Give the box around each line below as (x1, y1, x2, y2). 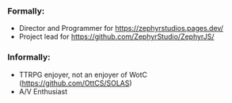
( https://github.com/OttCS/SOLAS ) (18, 78, 132, 88)
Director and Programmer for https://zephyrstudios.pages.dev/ (18, 24, 223, 33)
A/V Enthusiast (18, 86, 68, 96)
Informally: (7, 51, 51, 63)
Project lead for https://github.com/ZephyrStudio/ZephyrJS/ (18, 32, 215, 41)
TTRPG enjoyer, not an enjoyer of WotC (18, 70, 148, 79)
